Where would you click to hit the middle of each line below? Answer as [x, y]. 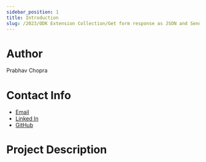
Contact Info [39, 95]
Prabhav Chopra [27, 70]
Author [25, 53]
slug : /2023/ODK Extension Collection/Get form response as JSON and [97, 23]
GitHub [24, 125]
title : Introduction [33, 18]
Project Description [57, 150]
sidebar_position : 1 [33, 12]
